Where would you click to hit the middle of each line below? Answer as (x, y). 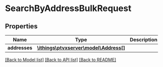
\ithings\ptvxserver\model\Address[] (81, 48)
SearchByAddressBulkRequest (68, 8)
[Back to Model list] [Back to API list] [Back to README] (61, 60)
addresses (20, 48)
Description (144, 40)
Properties (21, 26)
